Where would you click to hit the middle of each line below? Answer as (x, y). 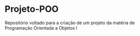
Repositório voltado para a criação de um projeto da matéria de (70, 23)
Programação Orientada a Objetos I (41, 28)
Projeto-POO (31, 9)
